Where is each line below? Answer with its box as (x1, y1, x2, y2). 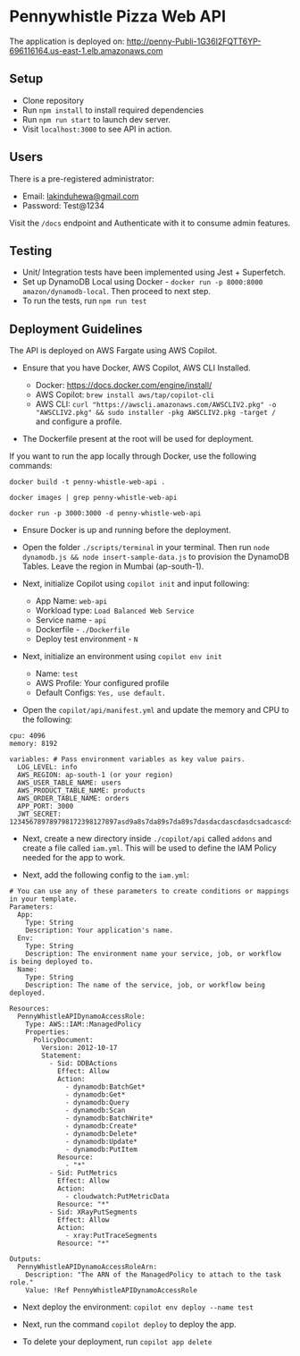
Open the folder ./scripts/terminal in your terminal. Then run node (21, 542, 271, 553)
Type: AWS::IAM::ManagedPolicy (25, 1020, 142, 1030)
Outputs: (9, 1255, 42, 1264)
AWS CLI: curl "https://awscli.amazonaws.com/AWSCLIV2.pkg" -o (35, 399, 277, 410)
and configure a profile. (35, 416, 122, 427)
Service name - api (35, 614, 107, 625)
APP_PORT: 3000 (17, 802, 74, 811)
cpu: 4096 (9, 732, 46, 741)
